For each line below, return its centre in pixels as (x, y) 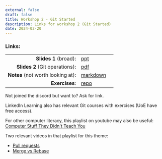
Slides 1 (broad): (56, 59)
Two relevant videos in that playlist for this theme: (57, 136)
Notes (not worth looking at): (42, 75)
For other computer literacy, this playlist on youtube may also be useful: (79, 121)
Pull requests (26, 146)
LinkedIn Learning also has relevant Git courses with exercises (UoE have (81, 105)
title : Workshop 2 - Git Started (40, 19)
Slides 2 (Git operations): (46, 67)
